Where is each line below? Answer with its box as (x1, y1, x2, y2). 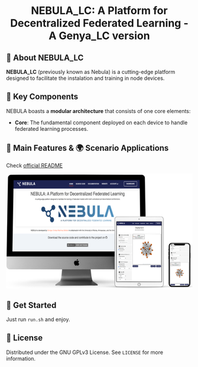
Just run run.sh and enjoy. (6, 316, 70, 323)
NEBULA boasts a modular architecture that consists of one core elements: (6, 107, 191, 114)
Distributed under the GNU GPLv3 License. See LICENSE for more (6, 349, 164, 356)
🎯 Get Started (6, 300, 57, 310)
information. (6, 355, 36, 362)
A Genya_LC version (48, 29, 150, 43)
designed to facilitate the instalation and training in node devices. (6, 75, 165, 82)
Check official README (6, 162, 63, 169)
